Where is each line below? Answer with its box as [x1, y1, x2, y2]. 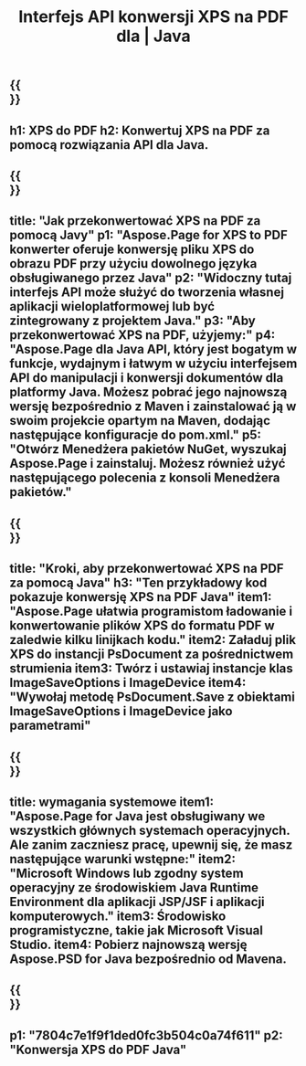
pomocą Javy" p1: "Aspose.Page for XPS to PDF [9, 227, 288, 243]
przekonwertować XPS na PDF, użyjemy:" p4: [9, 327, 276, 343]
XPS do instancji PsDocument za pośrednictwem [9, 647, 294, 662]
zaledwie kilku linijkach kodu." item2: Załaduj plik [9, 632, 297, 648]
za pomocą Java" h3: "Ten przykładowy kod [9, 575, 268, 591]
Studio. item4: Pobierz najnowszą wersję [9, 936, 248, 952]
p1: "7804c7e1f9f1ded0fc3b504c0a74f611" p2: [9, 1028, 283, 1043]
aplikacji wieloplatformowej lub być [9, 299, 216, 314]
